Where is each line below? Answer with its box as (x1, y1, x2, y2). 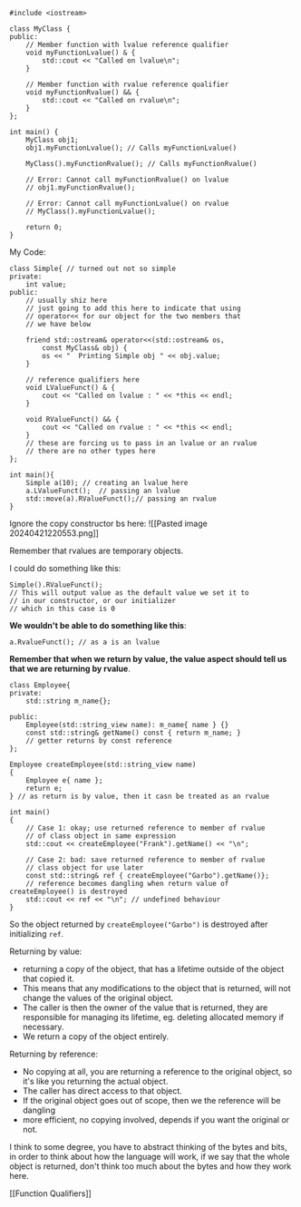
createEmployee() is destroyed (9, 887, 128, 896)
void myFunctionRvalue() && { (25, 88, 141, 97)
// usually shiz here (25, 296, 107, 305)
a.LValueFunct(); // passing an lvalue (25, 486, 180, 495)
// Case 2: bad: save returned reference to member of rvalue (25, 855, 266, 864)
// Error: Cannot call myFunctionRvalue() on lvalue (25, 175, 229, 184)
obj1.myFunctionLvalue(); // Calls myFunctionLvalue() (25, 143, 238, 152)
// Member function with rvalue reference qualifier (25, 80, 229, 89)
